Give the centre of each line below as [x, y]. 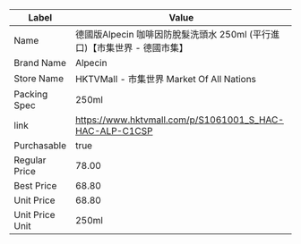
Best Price [35, 185]
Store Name [39, 78]
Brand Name [40, 63]
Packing [31, 94]
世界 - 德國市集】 [152, 48]
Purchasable [40, 145]
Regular [30, 160]
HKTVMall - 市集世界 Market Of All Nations [166, 79]
